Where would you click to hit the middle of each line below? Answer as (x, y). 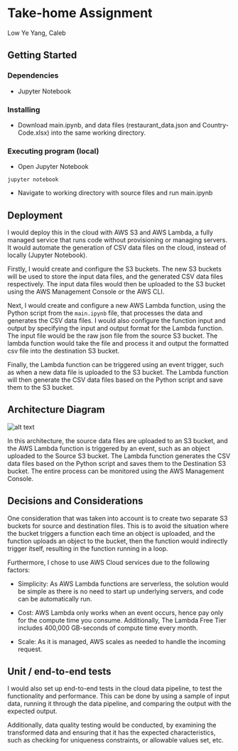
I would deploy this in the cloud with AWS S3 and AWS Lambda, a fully (110, 232)
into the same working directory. (98, 133)
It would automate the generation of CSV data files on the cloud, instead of (117, 248)
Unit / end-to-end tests (59, 672)
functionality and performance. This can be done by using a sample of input (118, 696)
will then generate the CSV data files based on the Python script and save (115, 380)
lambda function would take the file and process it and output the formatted (118, 343)
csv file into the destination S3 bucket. (64, 351)
